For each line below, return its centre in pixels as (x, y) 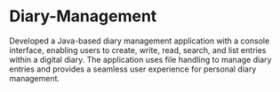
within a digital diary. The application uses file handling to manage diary (140, 59)
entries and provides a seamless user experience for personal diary (133, 69)
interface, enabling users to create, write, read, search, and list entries (138, 50)
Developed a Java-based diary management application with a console (140, 41)
